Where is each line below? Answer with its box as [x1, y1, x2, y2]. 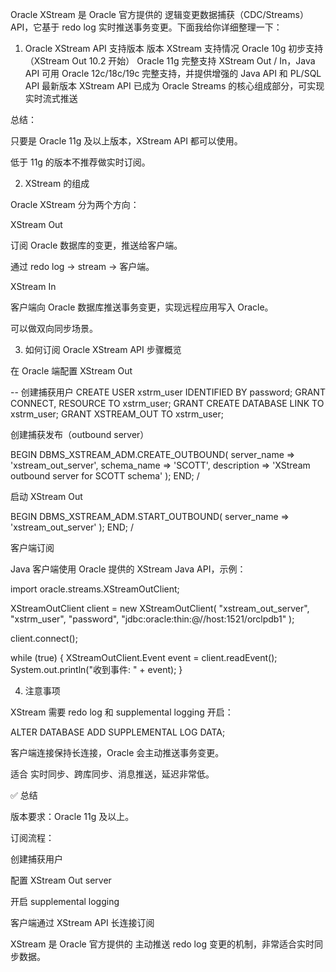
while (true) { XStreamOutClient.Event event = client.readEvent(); [10, 652, 278, 663]
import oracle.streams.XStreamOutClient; [10, 583, 180, 595]
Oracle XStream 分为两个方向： [10, 199, 140, 210]
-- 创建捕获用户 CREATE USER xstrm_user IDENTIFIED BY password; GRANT [10, 386, 326, 398]
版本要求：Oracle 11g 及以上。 [10, 811, 135, 822]
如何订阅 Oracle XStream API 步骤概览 [24, 344, 182, 355]
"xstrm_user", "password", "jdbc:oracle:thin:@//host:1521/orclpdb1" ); [10, 613, 295, 625]
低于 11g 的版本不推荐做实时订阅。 [10, 156, 151, 168]
